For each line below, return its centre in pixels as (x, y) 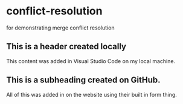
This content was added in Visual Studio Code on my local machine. (91, 61)
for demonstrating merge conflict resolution (60, 28)
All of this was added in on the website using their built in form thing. (91, 94)
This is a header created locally (66, 47)
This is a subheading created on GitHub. (84, 80)
